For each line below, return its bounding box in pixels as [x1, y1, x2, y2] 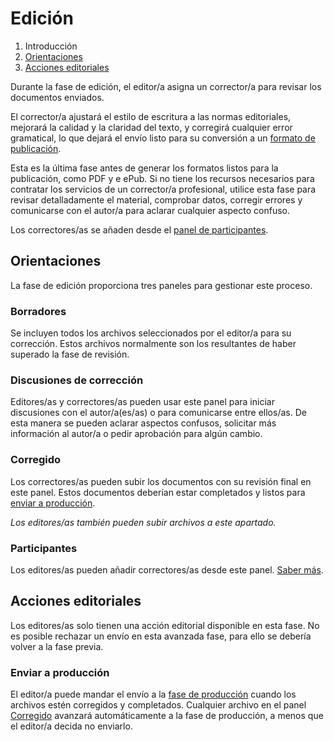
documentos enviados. [10, 91, 105, 103]
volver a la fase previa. [10, 640, 104, 652]
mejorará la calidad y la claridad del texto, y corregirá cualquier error [10, 121, 293, 133]
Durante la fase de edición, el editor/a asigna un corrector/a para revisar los [10, 80, 322, 92]
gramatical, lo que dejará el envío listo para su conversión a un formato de [10, 132, 316, 144]
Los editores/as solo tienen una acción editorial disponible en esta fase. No [10, 619, 320, 631]
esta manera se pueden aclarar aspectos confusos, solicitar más [10, 417, 277, 429]
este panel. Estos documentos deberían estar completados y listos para [10, 486, 306, 498]
